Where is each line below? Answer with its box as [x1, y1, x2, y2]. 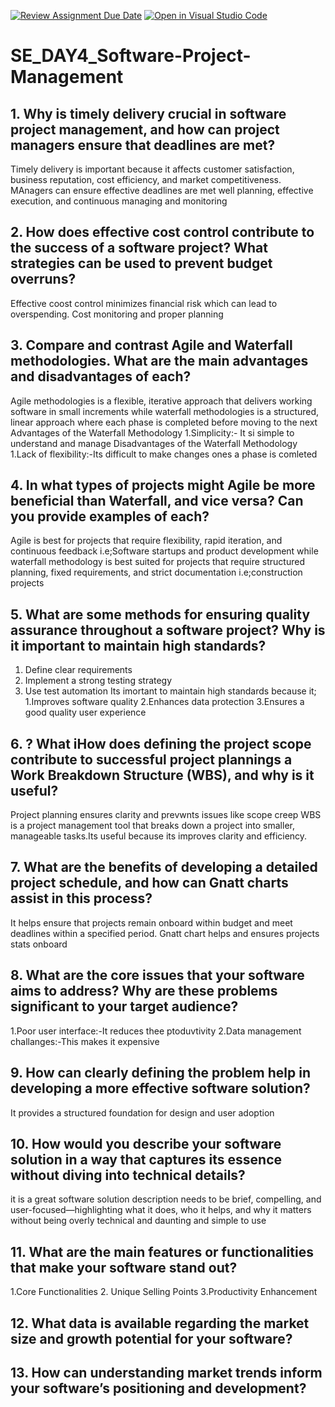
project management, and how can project [10, 121, 280, 138]
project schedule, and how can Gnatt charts [10, 875, 289, 892]
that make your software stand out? [10, 1259, 238, 1276]
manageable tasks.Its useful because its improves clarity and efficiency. [10, 830, 308, 842]
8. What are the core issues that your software [10, 967, 305, 984]
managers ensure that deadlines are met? [10, 136, 276, 154]
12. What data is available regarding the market [10, 1315, 310, 1332]
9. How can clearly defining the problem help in [10, 1065, 311, 1082]
